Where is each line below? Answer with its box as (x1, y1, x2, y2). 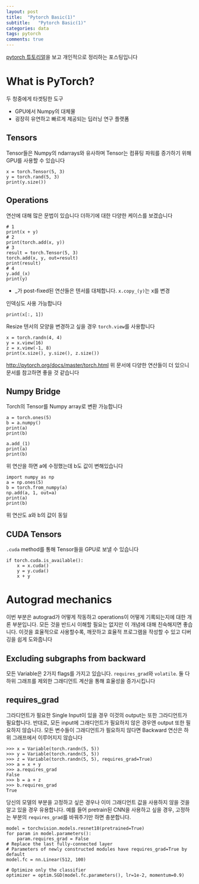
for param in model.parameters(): (6, 830, 92, 836)
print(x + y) (6, 229, 39, 235)
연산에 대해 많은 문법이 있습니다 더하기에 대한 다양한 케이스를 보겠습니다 (6, 212, 173, 219)
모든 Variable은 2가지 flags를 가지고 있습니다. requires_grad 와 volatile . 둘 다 (6, 670, 190, 677)
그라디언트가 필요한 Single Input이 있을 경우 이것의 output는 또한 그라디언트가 (6, 711, 188, 719)
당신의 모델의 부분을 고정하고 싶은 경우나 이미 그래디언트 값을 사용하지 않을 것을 (6, 798, 190, 805)
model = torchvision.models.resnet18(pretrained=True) (6, 825, 145, 831)
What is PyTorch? (6, 75, 95, 88)
